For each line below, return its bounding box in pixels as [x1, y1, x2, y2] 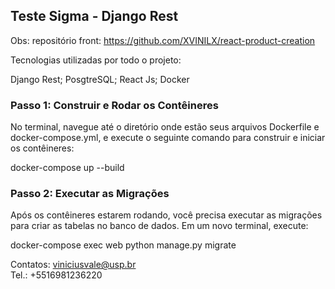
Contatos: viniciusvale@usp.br [10, 259, 137, 271]
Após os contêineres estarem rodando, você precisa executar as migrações [10, 209, 323, 221]
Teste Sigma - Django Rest [10, 8, 179, 25]
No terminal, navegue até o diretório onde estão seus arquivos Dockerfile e [10, 121, 320, 133]
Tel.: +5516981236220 [10, 269, 103, 281]
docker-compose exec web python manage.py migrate [10, 239, 237, 251]
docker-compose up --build [10, 162, 125, 174]
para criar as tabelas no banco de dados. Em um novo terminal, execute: [10, 220, 309, 232]
